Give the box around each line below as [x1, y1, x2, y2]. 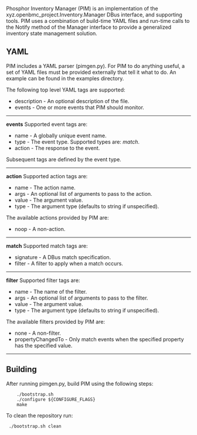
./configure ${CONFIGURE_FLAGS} [16, 396, 96, 402]
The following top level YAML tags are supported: [6, 86, 125, 93]
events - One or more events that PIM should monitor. [14, 104, 145, 111]
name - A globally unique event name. [14, 132, 107, 139]
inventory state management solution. [6, 30, 98, 37]
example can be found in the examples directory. [6, 74, 124, 81]
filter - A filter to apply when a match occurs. [14, 260, 123, 267]
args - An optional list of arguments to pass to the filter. [14, 294, 148, 301]
